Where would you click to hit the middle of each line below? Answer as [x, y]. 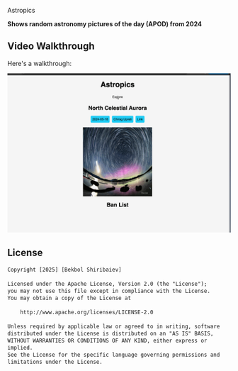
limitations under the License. [55, 362]
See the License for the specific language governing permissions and [114, 355]
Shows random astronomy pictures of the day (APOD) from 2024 [105, 24]
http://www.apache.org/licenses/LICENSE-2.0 [87, 312]
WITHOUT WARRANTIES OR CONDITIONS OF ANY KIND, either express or [107, 340]
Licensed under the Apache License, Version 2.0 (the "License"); [107, 284]
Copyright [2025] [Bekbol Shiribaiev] [64, 270]
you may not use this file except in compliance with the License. [109, 291]
